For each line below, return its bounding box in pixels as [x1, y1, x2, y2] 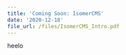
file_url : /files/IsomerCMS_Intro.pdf [7, 23, 120, 30]
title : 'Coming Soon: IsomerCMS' [7, 10, 104, 17]
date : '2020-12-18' [7, 16, 64, 23]
